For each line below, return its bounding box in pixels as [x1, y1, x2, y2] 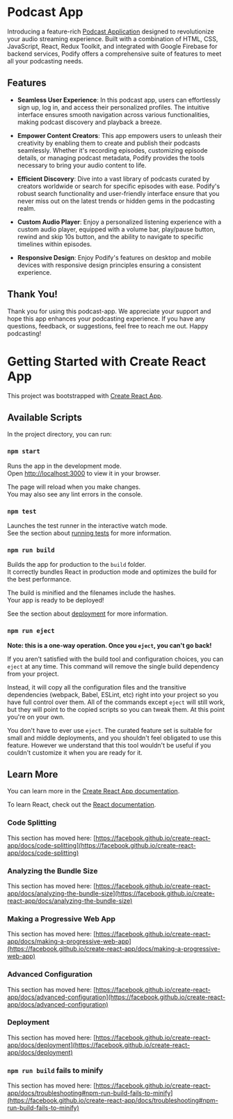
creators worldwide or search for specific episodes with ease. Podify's [17, 182, 220, 190]
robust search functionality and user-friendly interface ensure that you [17, 189, 220, 197]
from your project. [7, 669, 59, 678]
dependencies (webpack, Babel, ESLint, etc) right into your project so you [7, 690, 219, 699]
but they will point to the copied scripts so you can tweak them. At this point [7, 705, 225, 713]
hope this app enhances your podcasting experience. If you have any [7, 314, 206, 323]
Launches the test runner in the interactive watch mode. [7, 521, 168, 530]
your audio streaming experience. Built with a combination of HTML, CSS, [7, 34, 218, 43]
